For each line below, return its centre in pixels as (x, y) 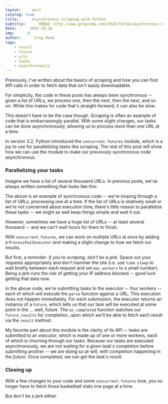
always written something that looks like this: (51, 187)
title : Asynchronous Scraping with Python (56, 19)
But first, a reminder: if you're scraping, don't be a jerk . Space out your (78, 257)
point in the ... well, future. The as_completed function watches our (73, 310)
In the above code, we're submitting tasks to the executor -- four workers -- (83, 289)
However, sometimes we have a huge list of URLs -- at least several (75, 222)
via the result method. (29, 320)
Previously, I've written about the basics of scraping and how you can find (81, 80)
